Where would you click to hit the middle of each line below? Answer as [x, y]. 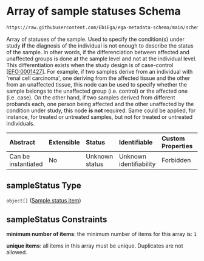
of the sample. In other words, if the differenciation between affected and [98, 52]
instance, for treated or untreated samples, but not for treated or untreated [100, 116]
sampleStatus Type [44, 186]
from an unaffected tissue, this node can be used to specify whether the [97, 84]
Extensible [64, 142]
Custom [173, 138]
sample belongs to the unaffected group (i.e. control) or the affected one [97, 91]
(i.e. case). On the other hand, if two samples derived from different [91, 97]
